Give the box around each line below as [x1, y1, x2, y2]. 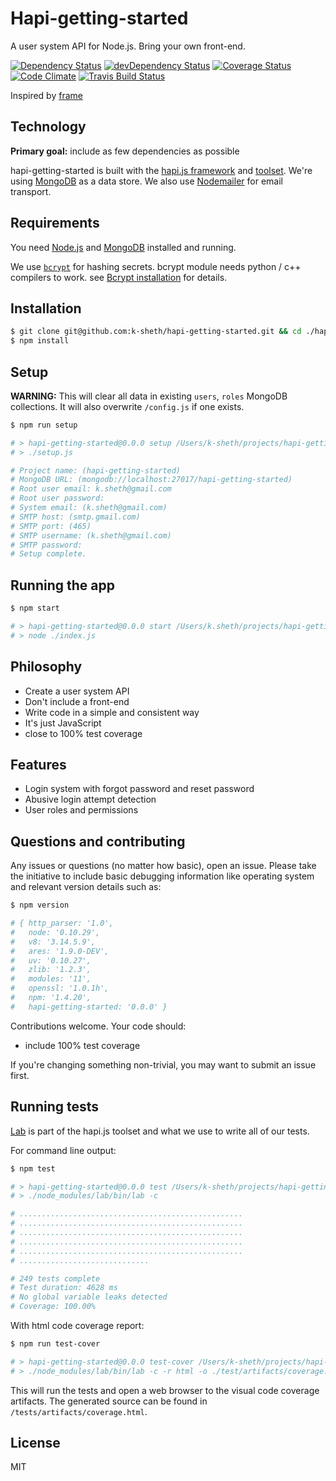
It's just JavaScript [24, 717, 102, 729]
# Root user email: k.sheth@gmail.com [10, 484, 172, 494]
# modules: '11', [10, 974, 92, 984]
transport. [10, 185, 52, 197]
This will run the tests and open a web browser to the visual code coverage [10, 1384, 320, 1396]
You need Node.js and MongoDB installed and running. [10, 241, 237, 253]
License [10, 1435, 61, 1452]
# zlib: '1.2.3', [10, 965, 92, 975]
